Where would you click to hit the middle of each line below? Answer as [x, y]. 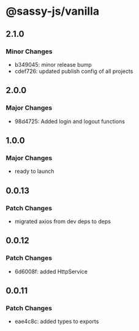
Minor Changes [29, 51]
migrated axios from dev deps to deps [63, 221]
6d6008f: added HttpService [51, 272]
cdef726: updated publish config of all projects [74, 71]
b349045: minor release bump [53, 64]
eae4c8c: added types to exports [57, 321]
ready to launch [34, 171]
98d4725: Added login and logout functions [69, 121]
